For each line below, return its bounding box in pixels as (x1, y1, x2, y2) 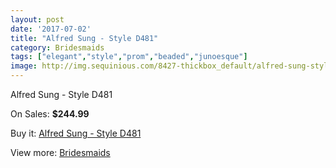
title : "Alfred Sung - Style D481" (10, 33, 159, 43)
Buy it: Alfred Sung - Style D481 (10, 127, 142, 139)
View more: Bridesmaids (10, 147, 111, 158)
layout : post (10, 14, 65, 25)
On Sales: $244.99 (10, 108, 90, 120)
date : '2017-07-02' (10, 24, 92, 34)
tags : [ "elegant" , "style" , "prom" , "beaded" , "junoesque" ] (10, 52, 248, 62)
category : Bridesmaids (10, 42, 105, 53)
